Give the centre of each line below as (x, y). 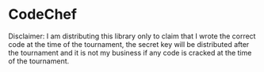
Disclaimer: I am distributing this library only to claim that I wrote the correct (132, 36)
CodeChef (43, 14)
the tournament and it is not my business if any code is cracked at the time (130, 52)
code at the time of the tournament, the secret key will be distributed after (129, 44)
